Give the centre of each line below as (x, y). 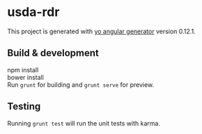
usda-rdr (33, 12)
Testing (24, 107)
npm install (23, 69)
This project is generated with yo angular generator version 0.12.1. (102, 31)
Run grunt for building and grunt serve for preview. (81, 85)
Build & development (53, 53)
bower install (25, 77)
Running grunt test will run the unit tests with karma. (84, 123)
